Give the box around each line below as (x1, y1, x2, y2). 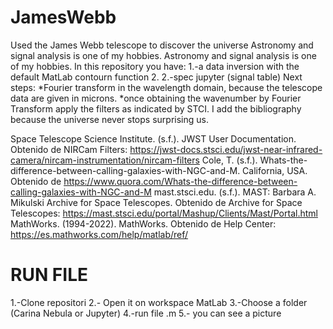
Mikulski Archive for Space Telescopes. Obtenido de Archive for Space (10, 196, 303, 208)
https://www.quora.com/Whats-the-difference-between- (63, 175, 298, 187)
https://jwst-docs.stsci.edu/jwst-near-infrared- (129, 143, 323, 155)
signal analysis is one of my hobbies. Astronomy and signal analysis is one (10, 49, 317, 61)
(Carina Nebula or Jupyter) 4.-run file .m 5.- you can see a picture (10, 307, 282, 319)
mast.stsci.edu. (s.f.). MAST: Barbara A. (153, 186, 317, 198)
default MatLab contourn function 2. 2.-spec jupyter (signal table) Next (10, 71, 303, 83)
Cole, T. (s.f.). (201, 154, 258, 166)
